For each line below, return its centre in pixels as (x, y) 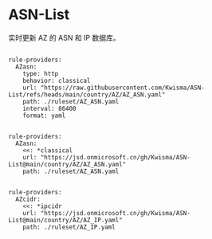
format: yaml (44, 116)
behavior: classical (57, 80)
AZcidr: (28, 199)
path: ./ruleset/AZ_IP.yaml (69, 227)
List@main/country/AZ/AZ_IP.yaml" (66, 220)
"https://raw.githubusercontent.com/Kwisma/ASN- (122, 88)
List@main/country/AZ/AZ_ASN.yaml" (67, 164)
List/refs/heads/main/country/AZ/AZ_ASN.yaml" (87, 94)
